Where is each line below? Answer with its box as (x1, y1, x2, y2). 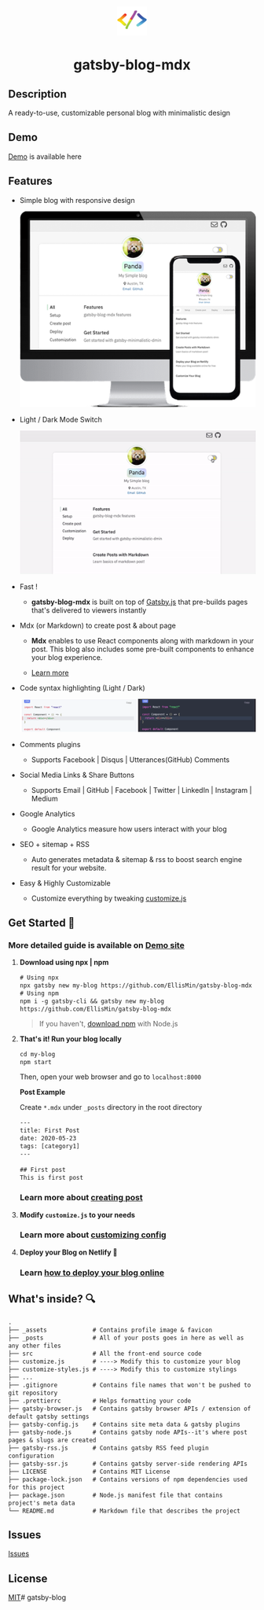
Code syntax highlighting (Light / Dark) (19, 683, 145, 692)
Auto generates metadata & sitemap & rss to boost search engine (31, 854, 242, 864)
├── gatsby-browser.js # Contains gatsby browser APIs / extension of (8, 1405, 251, 1413)
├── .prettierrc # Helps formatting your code (8, 1397, 192, 1405)
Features (8, 175, 53, 188)
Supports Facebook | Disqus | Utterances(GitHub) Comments (31, 754, 230, 764)
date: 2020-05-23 (19, 1135, 77, 1143)
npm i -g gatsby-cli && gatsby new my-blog (19, 997, 165, 1005)
